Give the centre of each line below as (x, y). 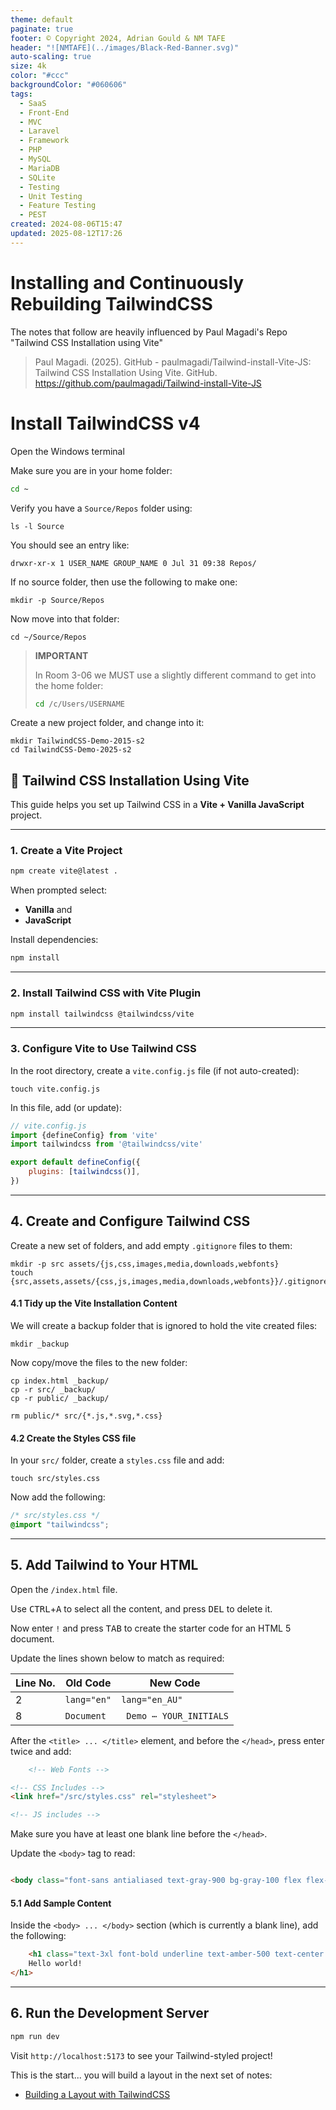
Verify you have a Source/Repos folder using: (101, 508)
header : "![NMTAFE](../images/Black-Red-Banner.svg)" (125, 47)
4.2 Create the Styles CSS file (73, 1438)
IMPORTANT (61, 655)
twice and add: (41, 1751)
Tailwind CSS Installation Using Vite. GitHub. (126, 372)
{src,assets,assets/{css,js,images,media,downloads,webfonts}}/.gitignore (169, 1281)
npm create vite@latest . (64, 871)
